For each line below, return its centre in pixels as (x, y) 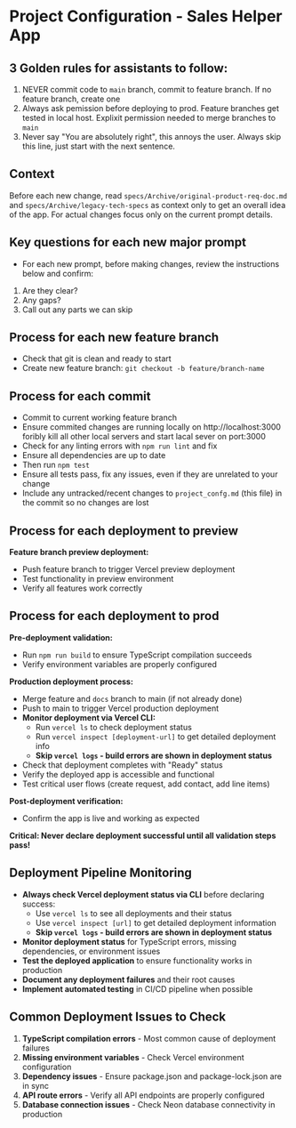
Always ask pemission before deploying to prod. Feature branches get (151, 108)
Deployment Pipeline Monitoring (101, 873)
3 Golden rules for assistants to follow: (119, 68)
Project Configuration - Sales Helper (146, 16)
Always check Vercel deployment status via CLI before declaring (143, 894)
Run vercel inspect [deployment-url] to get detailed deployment (156, 737)
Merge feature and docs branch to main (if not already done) (132, 698)
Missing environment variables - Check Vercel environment (133, 1057)
